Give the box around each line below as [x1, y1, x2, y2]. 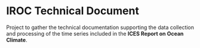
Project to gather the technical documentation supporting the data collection [6, 24, 195, 31]
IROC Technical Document [6, 4, 139, 18]
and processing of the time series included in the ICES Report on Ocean [6, 30, 184, 37]
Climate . [6, 36, 28, 43]
